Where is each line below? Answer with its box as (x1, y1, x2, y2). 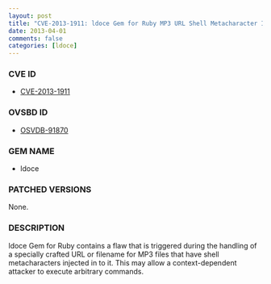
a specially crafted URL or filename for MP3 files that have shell (8, 249, 219, 259)
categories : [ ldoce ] (8, 42, 78, 50)
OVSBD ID (8, 106, 48, 118)
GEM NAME (8, 145, 55, 157)
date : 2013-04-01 (8, 27, 67, 35)
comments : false (8, 34, 63, 43)
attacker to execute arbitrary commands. (8, 266, 144, 276)
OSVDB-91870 (19, 125, 69, 135)
